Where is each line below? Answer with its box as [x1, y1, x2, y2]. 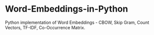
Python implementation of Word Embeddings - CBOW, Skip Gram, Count [5, 19, 149, 25]
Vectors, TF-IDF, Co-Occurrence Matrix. [5, 24, 86, 30]
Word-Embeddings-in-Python [5, 3, 128, 15]
